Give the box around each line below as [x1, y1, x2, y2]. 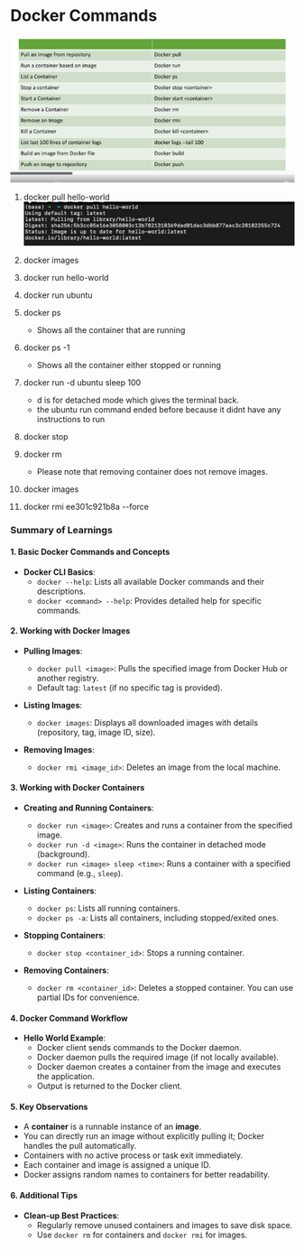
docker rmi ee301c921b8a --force [23, 502, 150, 513]
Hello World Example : [23, 1032, 106, 1043]
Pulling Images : [23, 645, 83, 656]
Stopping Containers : [23, 930, 106, 941]
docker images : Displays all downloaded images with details [36, 717, 259, 727]
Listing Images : [23, 699, 83, 710]
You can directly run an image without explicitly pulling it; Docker [23, 1131, 265, 1142]
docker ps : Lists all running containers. [36, 903, 181, 914]
